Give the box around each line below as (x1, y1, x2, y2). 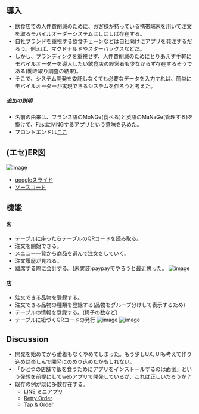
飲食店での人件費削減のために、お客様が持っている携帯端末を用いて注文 (14, 23, 192, 30)
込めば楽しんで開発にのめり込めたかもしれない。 (14, 358, 135, 366)
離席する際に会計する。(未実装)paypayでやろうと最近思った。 (14, 265, 168, 272)
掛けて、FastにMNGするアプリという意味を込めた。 (14, 121, 142, 128)
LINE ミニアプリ (23, 388, 64, 395)
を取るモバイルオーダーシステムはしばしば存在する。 (14, 30, 146, 37)
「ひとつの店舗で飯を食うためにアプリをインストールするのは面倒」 (14, 366, 182, 373)
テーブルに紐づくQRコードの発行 (14, 316, 95, 324)
